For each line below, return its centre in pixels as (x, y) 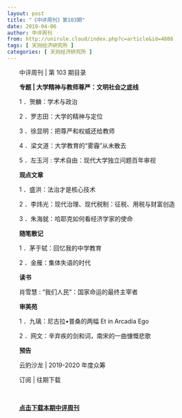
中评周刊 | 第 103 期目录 (53, 72)
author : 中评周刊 (30, 33)
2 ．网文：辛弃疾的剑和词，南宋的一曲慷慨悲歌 (85, 335)
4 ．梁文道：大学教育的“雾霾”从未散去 (73, 145)
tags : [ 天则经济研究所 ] (41, 45)
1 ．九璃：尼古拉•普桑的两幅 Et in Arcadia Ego (84, 321)
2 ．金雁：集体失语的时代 (55, 262)
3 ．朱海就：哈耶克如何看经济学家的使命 (76, 218)
